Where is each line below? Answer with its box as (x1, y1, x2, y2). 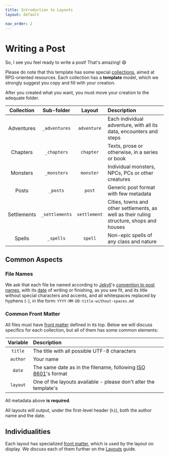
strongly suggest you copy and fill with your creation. (5, 80, 116, 86)
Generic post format (107, 184, 155, 191)
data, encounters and (107, 128, 158, 135)
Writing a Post (5, 43, 65, 54)
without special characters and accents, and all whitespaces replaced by (5, 292, 156, 298)
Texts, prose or (107, 142, 143, 149)
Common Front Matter (5, 310, 60, 317)
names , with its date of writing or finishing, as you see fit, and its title (5, 287, 148, 293)
